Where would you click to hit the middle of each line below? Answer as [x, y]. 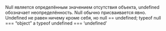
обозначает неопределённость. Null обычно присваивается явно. [76, 12]
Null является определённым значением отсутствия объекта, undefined [82, 7]
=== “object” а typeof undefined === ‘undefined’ [56, 23]
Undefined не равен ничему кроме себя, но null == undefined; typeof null [83, 18]
